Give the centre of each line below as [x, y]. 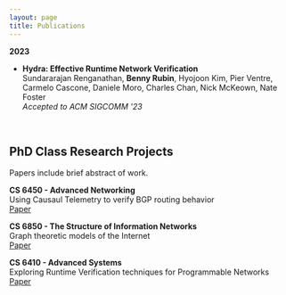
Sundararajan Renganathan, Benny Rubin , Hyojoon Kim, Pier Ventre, [147, 78]
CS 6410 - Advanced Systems [65, 263]
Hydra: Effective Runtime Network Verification [110, 69]
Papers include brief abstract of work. [79, 173]
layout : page [33, 17]
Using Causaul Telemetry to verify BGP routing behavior [112, 200]
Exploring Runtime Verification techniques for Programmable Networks [139, 272]
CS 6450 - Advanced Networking [72, 190]
